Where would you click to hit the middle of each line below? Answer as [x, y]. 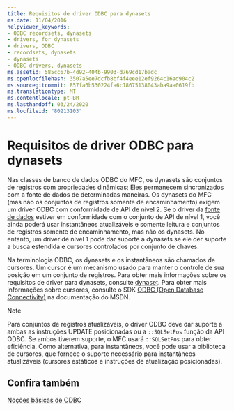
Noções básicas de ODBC [45, 400]
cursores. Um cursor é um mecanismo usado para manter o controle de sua [116, 267]
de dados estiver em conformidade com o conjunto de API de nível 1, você [114, 216]
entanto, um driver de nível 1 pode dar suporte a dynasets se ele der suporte [117, 239]
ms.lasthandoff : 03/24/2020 [48, 105]
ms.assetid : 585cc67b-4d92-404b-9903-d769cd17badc [82, 72]
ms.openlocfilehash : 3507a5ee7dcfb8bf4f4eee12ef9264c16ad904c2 [101, 79]
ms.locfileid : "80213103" [45, 111]
